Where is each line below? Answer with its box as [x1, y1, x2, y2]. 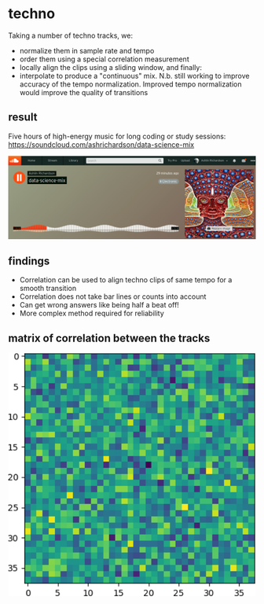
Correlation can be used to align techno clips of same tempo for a [19, 275, 233, 285]
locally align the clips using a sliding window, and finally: [19, 62, 203, 72]
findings [8, 254, 50, 267]
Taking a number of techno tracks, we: [8, 31, 134, 40]
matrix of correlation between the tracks [8, 331, 211, 344]
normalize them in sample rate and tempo [19, 46, 155, 55]
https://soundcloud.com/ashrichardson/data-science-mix [8, 139, 195, 149]
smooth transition [19, 284, 77, 293]
